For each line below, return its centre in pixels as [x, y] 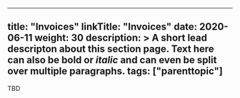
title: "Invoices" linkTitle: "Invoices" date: [102, 27]
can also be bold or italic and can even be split [112, 60]
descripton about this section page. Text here [111, 49]
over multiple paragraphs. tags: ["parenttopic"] [115, 71]
